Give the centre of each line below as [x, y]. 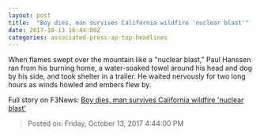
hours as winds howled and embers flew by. [80, 85]
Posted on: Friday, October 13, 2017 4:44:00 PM [106, 123]
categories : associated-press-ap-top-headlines [88, 37]
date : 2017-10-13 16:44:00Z [55, 30]
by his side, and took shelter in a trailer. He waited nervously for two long [127, 76]
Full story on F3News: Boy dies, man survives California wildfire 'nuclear [126, 100]
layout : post [30, 15]
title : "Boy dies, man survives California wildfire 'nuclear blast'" [128, 23]
